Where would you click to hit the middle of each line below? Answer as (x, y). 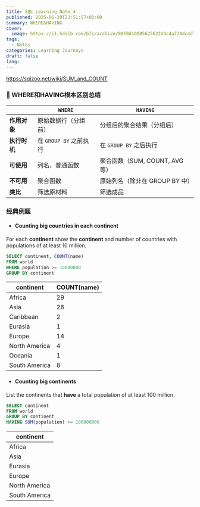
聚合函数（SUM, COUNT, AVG (142, 160)
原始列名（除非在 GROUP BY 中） (146, 181)
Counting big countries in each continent (67, 226)
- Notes (21, 45)
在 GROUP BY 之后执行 (129, 145)
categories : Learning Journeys (45, 51)
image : (20, 34)
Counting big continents (45, 381)
